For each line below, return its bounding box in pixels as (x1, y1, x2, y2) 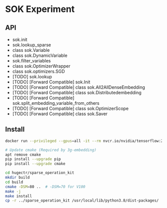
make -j (5, 189, 21, 194)
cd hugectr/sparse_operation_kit (5, 171, 75, 176)
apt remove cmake (5, 152, 41, 157)
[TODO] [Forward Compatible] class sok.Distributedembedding (12, 90, 142, 95)
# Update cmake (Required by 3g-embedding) (5, 147, 97, 153)
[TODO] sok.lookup (12, 74, 52, 79)
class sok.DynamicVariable (12, 52, 68, 58)
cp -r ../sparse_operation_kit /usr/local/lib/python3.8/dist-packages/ (5, 198, 159, 203)
